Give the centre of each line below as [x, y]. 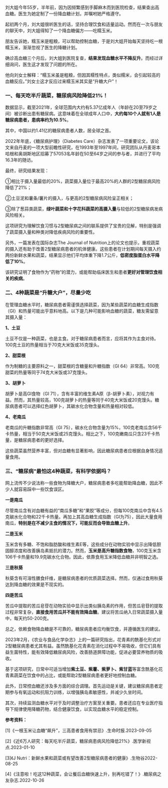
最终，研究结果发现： [27, 171]
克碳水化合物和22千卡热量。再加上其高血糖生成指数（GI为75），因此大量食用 [84, 517]
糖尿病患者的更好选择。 [42, 440]
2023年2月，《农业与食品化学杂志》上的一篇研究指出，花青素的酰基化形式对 [83, 639]
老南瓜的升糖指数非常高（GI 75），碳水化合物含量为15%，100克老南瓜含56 [81, 427]
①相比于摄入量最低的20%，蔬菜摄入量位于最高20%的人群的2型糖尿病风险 [83, 181]
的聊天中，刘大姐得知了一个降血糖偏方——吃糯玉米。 [60, 31]
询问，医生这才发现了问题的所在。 [44, 64]
